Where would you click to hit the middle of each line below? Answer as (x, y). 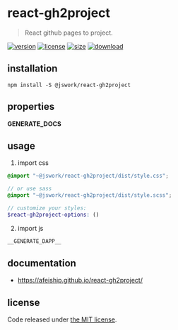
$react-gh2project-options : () (53, 215)
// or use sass (30, 189)
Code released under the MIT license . (62, 319)
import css (33, 163)
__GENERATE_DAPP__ (34, 241)
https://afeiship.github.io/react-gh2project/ (80, 280)
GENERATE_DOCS (34, 124)
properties (31, 107)
